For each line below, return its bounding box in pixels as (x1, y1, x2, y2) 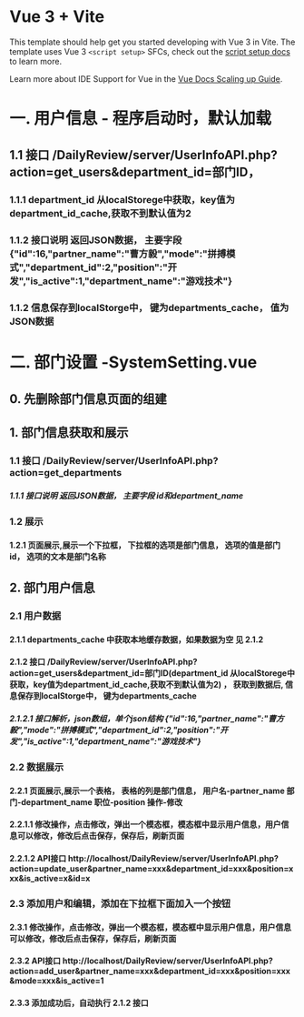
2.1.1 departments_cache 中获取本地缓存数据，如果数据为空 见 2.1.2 (9, 634, 264, 645)
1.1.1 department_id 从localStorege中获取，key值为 (9, 194, 236, 206)
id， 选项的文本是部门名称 (9, 550, 106, 561)
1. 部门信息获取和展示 (9, 425, 129, 440)
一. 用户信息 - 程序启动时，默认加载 (9, 108, 272, 129)
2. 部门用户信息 (9, 580, 95, 596)
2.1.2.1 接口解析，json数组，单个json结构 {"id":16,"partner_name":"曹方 (9, 712, 284, 724)
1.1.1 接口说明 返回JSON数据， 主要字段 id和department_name (9, 489, 244, 501)
